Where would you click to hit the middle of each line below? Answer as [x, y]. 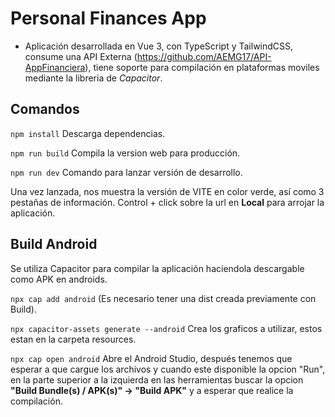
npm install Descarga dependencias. [88, 133]
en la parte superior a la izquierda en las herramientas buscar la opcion [157, 379]
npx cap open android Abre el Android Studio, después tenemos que [151, 358]
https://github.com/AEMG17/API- [204, 56]
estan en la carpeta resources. [73, 339]
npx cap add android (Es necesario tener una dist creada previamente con [163, 298]
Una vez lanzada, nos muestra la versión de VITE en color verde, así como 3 [167, 191]
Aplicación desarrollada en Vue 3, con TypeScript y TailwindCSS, [159, 46]
